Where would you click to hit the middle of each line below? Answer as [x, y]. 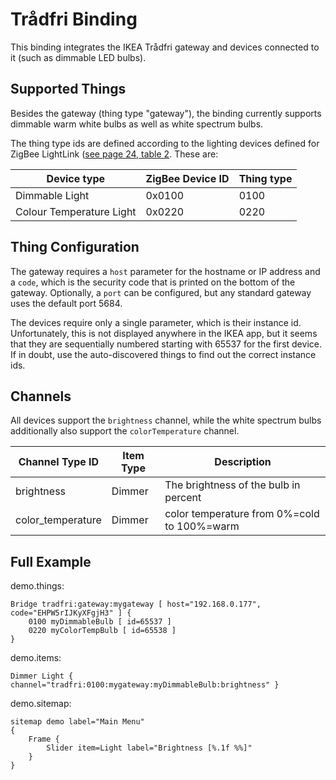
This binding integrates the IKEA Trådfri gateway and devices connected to [165, 47]
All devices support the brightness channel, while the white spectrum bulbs [166, 420]
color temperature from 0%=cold [242, 514]
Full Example [51, 561]
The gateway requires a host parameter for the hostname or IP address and [165, 271]
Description [243, 462]
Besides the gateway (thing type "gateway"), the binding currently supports [166, 113]
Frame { [44, 739]
